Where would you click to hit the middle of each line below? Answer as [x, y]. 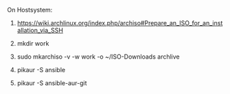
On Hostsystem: [30, 10]
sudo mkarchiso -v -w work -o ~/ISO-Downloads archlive [98, 57]
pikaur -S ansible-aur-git [52, 83]
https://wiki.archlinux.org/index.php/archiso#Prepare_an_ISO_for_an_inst [120, 23]
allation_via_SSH [40, 30]
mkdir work [33, 43]
